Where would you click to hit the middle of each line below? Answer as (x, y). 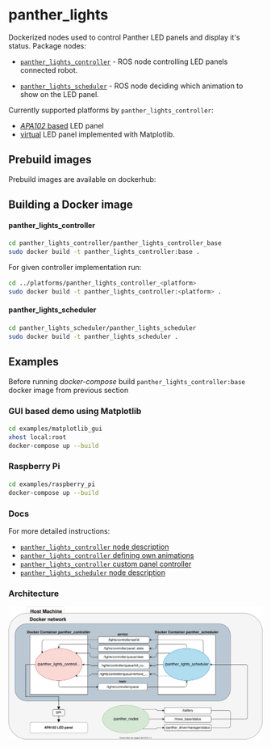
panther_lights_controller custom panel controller (106, 564)
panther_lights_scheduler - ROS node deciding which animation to (131, 86)
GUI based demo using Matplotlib (75, 411)
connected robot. (49, 70)
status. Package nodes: (47, 45)
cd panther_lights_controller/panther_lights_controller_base (115, 243)
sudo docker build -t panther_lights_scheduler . (94, 336)
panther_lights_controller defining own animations (107, 555)
